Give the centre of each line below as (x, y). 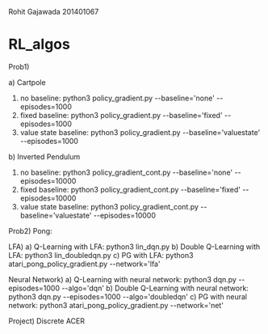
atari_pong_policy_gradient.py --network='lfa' (84, 264)
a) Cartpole (27, 82)
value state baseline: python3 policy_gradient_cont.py (109, 206)
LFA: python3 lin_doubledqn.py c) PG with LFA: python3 (101, 255)
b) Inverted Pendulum (44, 156)
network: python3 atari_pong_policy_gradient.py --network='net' (116, 305)
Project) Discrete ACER (47, 321)
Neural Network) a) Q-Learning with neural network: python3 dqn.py (122, 279)
